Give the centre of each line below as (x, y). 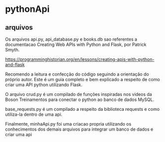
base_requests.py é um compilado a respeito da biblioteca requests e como (82, 109)
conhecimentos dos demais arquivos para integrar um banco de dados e (79, 129)
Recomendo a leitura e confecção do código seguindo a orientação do (77, 74)
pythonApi (27, 9)
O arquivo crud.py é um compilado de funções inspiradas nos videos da (79, 94)
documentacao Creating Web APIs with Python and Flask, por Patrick (76, 45)
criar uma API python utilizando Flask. (44, 85)
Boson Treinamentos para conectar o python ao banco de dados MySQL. (80, 99)
